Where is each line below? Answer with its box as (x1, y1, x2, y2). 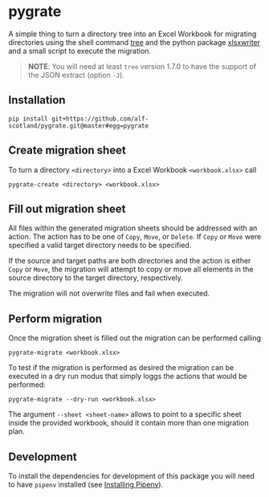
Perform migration (8, 312, 103, 325)
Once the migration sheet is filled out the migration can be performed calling (8, 333, 262, 343)
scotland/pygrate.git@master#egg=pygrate (8, 121, 149, 130)
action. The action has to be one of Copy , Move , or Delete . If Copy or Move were (8, 232, 262, 242)
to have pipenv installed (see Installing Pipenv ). (8, 480, 164, 489)
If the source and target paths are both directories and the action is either (8, 256, 251, 266)
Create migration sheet (8, 144, 126, 157)
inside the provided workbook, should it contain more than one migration (8, 418, 249, 428)
